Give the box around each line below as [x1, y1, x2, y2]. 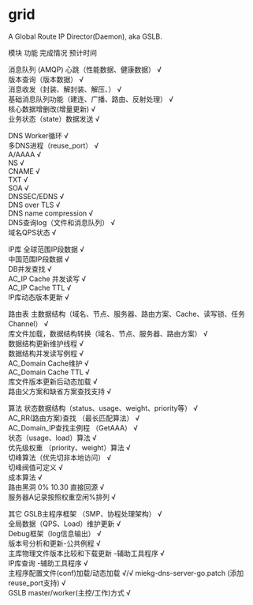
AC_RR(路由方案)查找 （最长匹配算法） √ [8, 413, 140, 423]
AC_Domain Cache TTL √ [8, 367, 91, 377]
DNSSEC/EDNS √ [8, 191, 65, 201]
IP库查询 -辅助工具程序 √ [8, 558, 88, 568]
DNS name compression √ [8, 208, 94, 218]
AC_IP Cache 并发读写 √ [8, 274, 87, 284]
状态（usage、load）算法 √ [8, 433, 97, 442]
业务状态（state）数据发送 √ [8, 114, 100, 123]
